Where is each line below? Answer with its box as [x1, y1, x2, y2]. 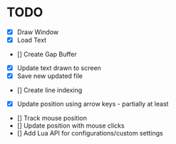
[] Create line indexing [16, 86, 83, 94]
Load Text [16, 36, 47, 44]
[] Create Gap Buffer [16, 50, 78, 59]
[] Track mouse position [16, 114, 87, 123]
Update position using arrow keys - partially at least [16, 100, 169, 109]
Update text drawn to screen [16, 64, 101, 72]
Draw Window [16, 28, 59, 36]
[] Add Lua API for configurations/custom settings [16, 129, 163, 138]
